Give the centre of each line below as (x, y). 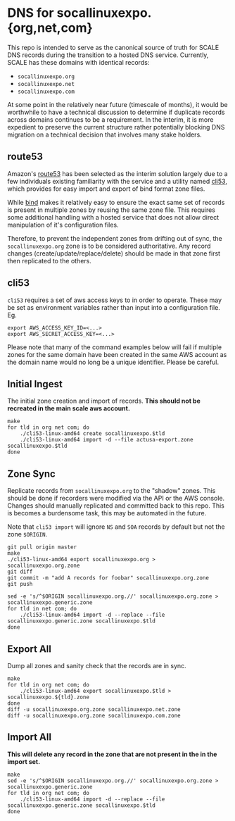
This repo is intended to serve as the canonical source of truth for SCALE (113, 47)
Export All (29, 649)
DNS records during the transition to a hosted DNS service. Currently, (108, 55)
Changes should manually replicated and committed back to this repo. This (116, 506)
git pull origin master (42, 547)
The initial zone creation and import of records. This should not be (104, 401)
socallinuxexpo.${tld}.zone (49, 697)
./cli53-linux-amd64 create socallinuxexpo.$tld (93, 434)
